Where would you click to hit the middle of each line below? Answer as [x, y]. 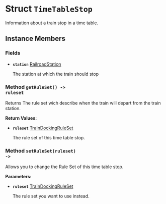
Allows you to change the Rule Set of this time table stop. [64, 167]
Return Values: [21, 118]
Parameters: [18, 177]
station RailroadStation [37, 64]
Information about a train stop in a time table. [52, 23]
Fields [13, 53]
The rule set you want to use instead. [51, 196]
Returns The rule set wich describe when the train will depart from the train [83, 103]
